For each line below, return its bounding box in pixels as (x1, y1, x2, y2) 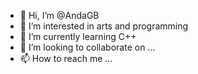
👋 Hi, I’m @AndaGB (19, 10, 100, 21)
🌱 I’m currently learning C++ (19, 31, 137, 42)
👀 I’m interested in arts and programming (19, 20, 189, 32)
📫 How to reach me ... (19, 53, 113, 64)
